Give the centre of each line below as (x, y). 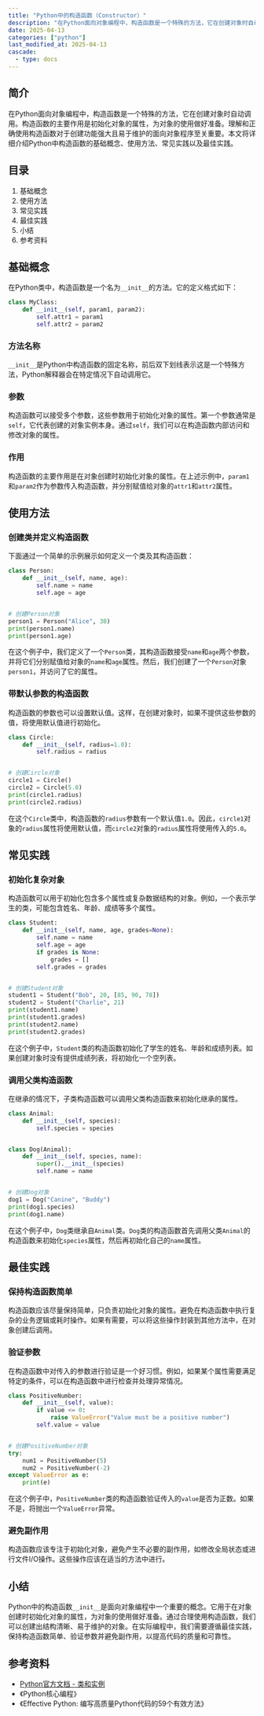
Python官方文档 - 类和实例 (62, 1684)
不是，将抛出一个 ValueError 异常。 (64, 1508)
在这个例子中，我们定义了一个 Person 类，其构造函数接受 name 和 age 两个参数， (131, 652)
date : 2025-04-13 (37, 30)
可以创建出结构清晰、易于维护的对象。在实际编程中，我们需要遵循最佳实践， (132, 1626)
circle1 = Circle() (40, 781)
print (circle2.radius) (45, 802)
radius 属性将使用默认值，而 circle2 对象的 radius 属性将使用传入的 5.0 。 (137, 828)
